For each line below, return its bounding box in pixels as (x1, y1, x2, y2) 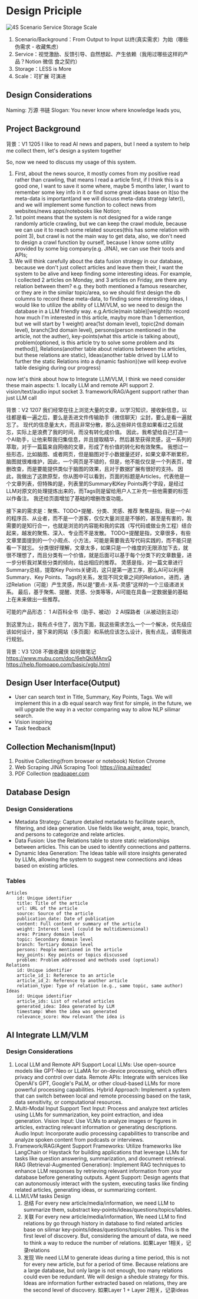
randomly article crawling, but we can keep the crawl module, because (14, 220, 187, 227)
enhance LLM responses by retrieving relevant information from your (14, 1167, 182, 1174)
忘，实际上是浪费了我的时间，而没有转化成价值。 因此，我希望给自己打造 (6, 428, 183, 436)
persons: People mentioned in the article (16, 947, 123, 953)
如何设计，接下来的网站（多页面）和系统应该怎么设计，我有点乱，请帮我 (11, 628, 187, 635)
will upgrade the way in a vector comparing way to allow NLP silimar (14, 706, 181, 713)
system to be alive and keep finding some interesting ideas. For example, (14, 270, 192, 277)
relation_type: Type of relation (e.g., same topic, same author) (16, 983, 183, 989)
